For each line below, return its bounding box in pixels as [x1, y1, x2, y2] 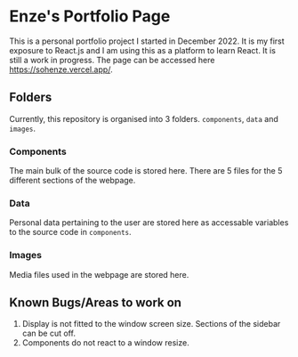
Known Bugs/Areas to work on [9, 296, 182, 311]
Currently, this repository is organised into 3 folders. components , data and [9, 113, 278, 124]
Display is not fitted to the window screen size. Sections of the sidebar [21, 319, 281, 329]
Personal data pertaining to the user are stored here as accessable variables [9, 217, 289, 228]
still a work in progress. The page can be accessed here [9, 54, 215, 65]
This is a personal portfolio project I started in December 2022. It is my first [9, 36, 285, 46]
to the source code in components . [9, 227, 132, 238]
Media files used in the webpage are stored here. [9, 269, 189, 280]
